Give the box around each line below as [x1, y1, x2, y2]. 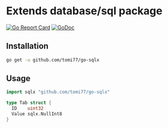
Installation [6, 41, 49, 51]
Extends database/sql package [6, 4, 163, 18]
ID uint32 [11, 105, 44, 111]
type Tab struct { [6, 100, 52, 106]
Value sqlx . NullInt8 [11, 111, 62, 117]
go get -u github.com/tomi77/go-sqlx [6, 57, 100, 63]
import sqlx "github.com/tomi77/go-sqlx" [6, 89, 110, 95]
